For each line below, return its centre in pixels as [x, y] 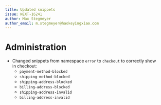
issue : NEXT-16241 [24, 14]
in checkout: [25, 66]
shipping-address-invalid [45, 93]
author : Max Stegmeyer [28, 19]
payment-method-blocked [44, 72]
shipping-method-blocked [45, 77]
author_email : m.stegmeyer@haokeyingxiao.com [52, 23]
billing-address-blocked [45, 87]
